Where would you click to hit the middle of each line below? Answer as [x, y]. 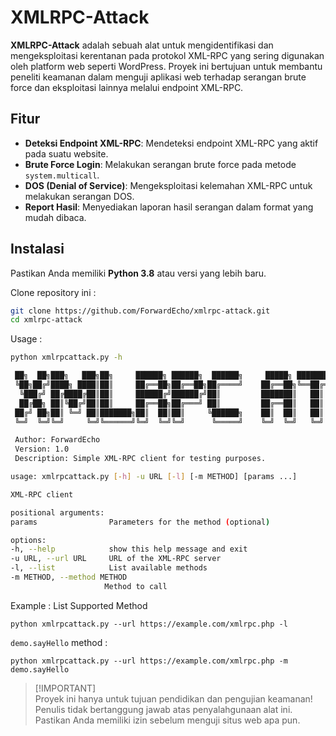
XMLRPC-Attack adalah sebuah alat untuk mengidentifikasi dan [142, 45]
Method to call [136, 586]
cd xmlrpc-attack [46, 320]
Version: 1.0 [42, 449]
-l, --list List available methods [109, 568]
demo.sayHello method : [59, 642]
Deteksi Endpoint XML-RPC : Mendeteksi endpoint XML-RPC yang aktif [171, 143]
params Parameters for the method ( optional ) [140, 522]
